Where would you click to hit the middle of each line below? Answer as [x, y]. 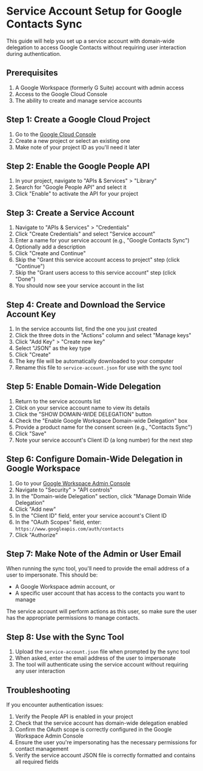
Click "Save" [31, 433]
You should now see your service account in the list [79, 286]
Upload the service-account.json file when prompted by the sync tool [102, 652]
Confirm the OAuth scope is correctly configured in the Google [93, 730]
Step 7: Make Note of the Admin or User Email [94, 554]
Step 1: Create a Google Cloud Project [78, 120]
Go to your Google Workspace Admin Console [73, 483]
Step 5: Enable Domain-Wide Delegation [84, 387]
